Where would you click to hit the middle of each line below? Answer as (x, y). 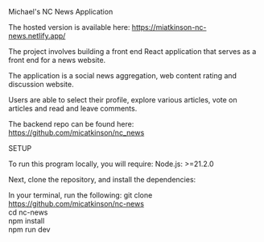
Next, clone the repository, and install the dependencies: (102, 179)
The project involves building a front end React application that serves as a (132, 51)
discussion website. (41, 84)
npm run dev (29, 229)
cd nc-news (28, 212)
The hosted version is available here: (69, 27)
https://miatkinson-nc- (169, 27)
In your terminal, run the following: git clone (80, 195)
